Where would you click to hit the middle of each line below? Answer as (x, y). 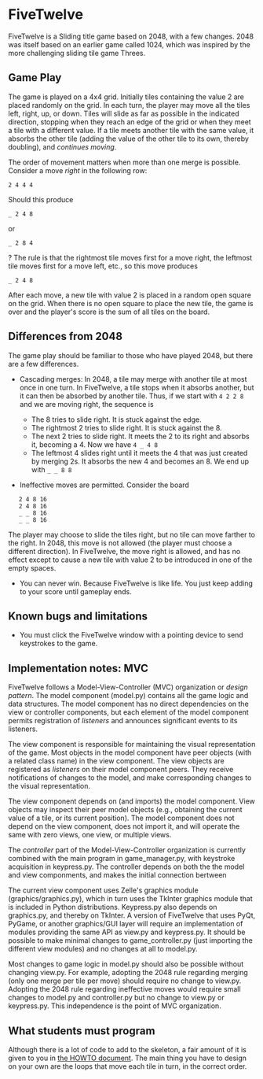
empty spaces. (32, 567)
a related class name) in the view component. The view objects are (117, 761)
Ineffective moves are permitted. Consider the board (104, 485)
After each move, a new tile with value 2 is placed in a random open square (130, 295)
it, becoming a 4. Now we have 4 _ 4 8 (95, 444)
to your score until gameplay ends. (75, 591)
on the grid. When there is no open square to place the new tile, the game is (131, 303)
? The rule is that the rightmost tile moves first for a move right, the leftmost (130, 257)
